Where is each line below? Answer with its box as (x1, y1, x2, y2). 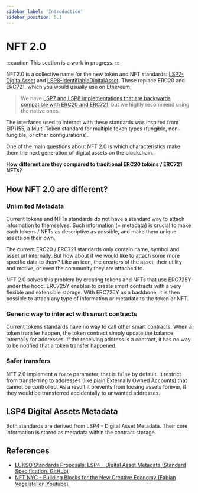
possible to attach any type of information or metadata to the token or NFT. (6, 295, 189, 302)
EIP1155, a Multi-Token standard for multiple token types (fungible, (6, 125, 167, 132)
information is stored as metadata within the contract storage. (6, 428, 157, 436)
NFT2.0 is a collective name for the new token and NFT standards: (6, 71, 168, 78)
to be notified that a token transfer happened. (6, 342, 117, 350)
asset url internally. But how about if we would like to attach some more (6, 252, 180, 260)
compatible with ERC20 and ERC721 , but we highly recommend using (20, 101, 190, 108)
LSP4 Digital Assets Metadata (6, 406, 118, 417)
